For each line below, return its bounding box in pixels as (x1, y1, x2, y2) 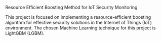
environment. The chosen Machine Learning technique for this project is (5, 25, 156, 31)
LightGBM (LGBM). (5, 30, 45, 36)
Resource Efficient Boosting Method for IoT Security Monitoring (5, 5, 138, 10)
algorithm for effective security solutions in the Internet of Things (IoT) (5, 20, 152, 25)
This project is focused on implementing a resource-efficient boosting (5, 14, 151, 20)
